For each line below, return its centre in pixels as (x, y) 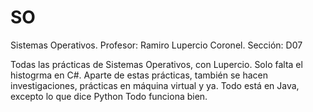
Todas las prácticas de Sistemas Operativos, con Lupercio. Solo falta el (156, 64)
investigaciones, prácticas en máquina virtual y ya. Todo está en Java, (155, 85)
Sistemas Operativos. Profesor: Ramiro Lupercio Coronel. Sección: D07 (156, 45)
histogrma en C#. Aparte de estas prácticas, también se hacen (139, 75)
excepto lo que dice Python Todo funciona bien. (109, 96)
